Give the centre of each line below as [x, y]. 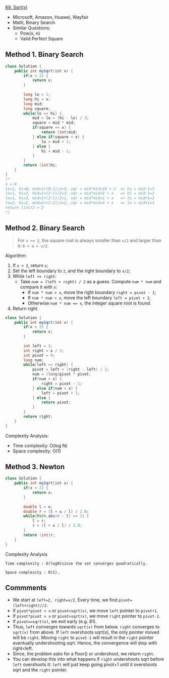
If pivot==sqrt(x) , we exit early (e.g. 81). [54, 621]
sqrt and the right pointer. [40, 670]
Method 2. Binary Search [45, 228]
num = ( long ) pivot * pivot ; [62, 374]
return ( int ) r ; [39, 535]
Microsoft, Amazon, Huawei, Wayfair [50, 17]
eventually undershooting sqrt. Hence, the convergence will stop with [85, 643]
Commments [26, 588]
